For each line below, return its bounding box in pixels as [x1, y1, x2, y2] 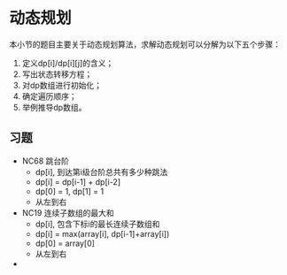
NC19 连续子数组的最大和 [21, 207, 114, 218]
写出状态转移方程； [21, 68, 93, 80]
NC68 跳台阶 [21, 156, 69, 166]
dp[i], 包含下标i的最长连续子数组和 [35, 218, 160, 229]
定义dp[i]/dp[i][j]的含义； [21, 57, 114, 68]
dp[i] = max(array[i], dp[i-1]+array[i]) [35, 228, 170, 239]
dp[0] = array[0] [35, 238, 96, 248]
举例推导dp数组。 [21, 102, 87, 112]
